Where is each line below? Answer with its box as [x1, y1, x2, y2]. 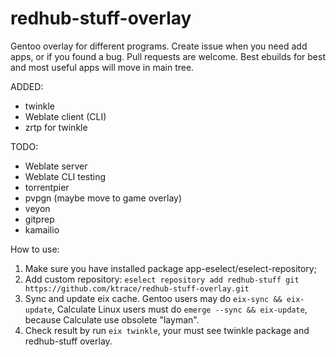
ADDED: [10, 80, 44, 92]
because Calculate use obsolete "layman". [24, 313, 200, 326]
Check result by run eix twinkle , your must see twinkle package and [24, 324, 310, 336]
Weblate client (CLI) [24, 110, 107, 122]
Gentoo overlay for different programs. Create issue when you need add [10, 40, 308, 52]
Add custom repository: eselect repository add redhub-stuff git [24, 273, 300, 285]
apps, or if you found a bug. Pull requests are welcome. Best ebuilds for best [10, 50, 326, 62]
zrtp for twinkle [24, 121, 88, 133]
